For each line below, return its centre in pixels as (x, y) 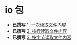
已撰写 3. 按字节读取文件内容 (42, 37)
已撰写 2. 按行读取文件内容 (40, 31)
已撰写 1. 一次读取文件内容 (39, 25)
